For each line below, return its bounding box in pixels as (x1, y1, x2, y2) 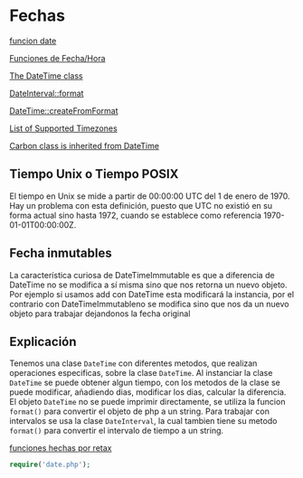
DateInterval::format (9, 88, 84, 98)
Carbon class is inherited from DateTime (9, 140, 160, 151)
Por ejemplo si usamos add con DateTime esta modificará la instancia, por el (9, 288, 295, 299)
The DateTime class (9, 70, 83, 81)
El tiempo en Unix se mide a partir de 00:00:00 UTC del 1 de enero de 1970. (9, 191, 291, 202)
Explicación (9, 333, 77, 349)
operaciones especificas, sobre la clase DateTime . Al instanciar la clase (9, 368, 273, 379)
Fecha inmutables (9, 246, 113, 261)
